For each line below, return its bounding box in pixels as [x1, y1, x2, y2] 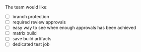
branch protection [12, 14, 50, 19]
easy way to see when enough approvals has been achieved [12, 25, 137, 31]
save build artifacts [12, 36, 52, 42]
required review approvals [12, 19, 66, 25]
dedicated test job [12, 41, 50, 47]
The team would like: [5, 4, 48, 10]
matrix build [12, 30, 37, 36]
